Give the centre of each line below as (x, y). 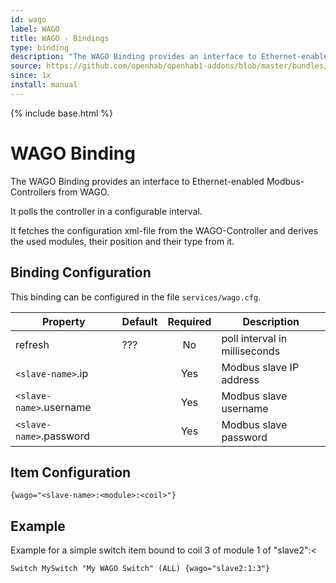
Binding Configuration (81, 272)
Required (189, 321)
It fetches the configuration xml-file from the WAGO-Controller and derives (164, 230)
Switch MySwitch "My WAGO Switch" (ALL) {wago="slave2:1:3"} (140, 569)
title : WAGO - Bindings (60, 38)
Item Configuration (71, 472)
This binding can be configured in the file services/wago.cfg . (136, 297)
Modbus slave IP (260, 367)
